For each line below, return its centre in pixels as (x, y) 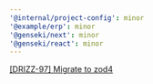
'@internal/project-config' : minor (77, 18)
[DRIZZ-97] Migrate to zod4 (61, 69)
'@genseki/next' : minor (55, 35)
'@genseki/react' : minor (56, 43)
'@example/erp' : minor (52, 26)
